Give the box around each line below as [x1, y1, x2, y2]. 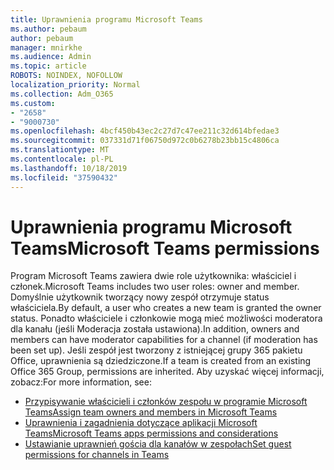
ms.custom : [10, 98, 56, 108]
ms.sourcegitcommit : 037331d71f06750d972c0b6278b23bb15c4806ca [10, 136, 280, 146]
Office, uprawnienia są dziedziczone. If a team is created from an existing [10, 355, 312, 367]
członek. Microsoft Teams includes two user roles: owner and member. [10, 281, 300, 293]
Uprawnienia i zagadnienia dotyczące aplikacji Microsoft [24, 417, 258, 429]
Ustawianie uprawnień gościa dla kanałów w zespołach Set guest [24, 438, 292, 450]
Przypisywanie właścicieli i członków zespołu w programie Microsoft [24, 396, 308, 408]
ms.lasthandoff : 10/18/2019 [10, 163, 128, 173]
